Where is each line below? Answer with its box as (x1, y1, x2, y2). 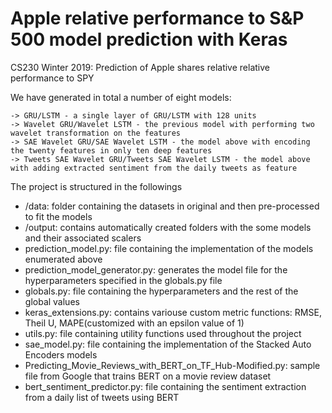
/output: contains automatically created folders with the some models (24, 221, 312, 233)
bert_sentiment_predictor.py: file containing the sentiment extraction (24, 380, 307, 392)
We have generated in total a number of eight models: (10, 91, 232, 103)
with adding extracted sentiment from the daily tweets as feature (10, 163, 298, 173)
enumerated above (24, 253, 103, 265)
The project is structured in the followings (10, 180, 183, 192)
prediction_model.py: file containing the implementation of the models (24, 242, 314, 254)
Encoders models (24, 348, 98, 361)
